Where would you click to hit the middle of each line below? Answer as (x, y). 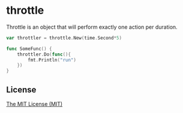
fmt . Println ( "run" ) (52, 60)
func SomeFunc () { (29, 48)
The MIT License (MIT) (34, 104)
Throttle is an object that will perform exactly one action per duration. (92, 27)
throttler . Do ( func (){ (44, 54)
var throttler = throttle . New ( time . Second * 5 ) (64, 38)
